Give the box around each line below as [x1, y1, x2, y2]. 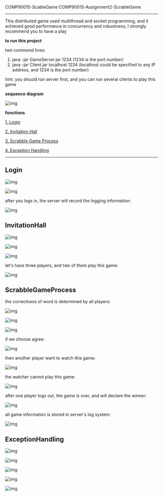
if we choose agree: [5, 336, 45, 342]
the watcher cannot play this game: [5, 374, 76, 380]
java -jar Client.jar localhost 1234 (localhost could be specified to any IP [12, 62, 156, 68]
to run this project [5, 38, 42, 43]
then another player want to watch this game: [5, 355, 96, 361]
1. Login [5, 119, 21, 125]
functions [5, 110, 25, 116]
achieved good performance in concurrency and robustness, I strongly [5, 23, 147, 29]
